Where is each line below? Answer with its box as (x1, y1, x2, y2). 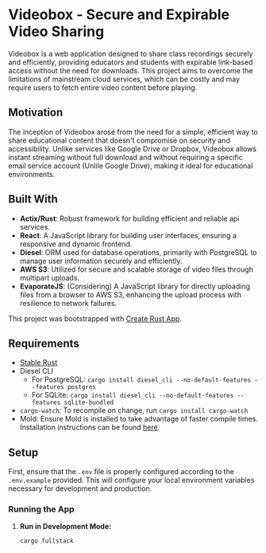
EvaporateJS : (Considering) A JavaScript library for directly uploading (19, 281, 250, 291)
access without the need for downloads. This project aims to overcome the (8, 65, 253, 75)
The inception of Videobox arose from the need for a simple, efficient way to (8, 127, 258, 136)
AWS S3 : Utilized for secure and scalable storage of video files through (19, 265, 254, 274)
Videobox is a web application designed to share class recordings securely (8, 49, 253, 58)
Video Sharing (8, 22, 105, 41)
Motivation (8, 106, 64, 120)
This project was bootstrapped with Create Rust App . (8, 313, 183, 324)
